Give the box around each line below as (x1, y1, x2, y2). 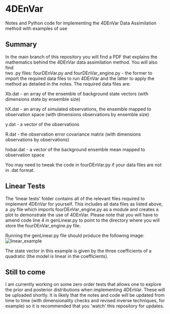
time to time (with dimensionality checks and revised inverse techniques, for (5, 298, 165, 304)
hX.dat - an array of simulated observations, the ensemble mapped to (5, 106, 152, 112)
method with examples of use (5, 25, 68, 31)
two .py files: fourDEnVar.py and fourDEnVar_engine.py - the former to (5, 70, 153, 76)
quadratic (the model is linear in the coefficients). (5, 253, 108, 259)
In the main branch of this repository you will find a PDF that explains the (5, 54, 158, 60)
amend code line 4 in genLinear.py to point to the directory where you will (5, 217, 160, 223)
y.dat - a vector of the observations (5, 121, 80, 127)
